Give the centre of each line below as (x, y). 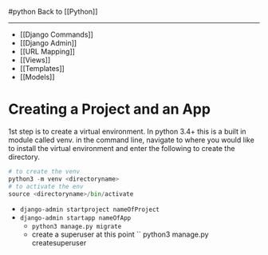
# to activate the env (46, 186)
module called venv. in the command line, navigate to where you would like (132, 140)
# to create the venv (44, 171)
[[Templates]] (42, 68)
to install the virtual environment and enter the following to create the (122, 148)
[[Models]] (37, 77)
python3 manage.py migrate (77, 227)
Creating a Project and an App (110, 109)
